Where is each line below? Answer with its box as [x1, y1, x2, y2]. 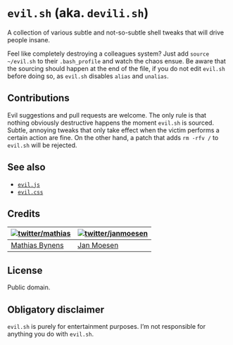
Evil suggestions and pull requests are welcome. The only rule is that [7, 111, 206, 119]
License [7, 264, 43, 276]
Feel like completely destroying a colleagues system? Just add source [7, 49, 210, 58]
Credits [7, 208, 41, 220]
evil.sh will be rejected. [7, 141, 77, 149]
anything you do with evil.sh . [7, 330, 94, 338]
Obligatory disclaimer [7, 303, 104, 315]
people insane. [7, 35, 51, 44]
